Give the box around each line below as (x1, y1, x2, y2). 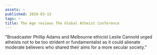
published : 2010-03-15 (5, 12, 52, 17)
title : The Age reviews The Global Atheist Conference (5, 20, 120, 26)
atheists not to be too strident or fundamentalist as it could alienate (5, 39, 141, 45)
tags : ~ (5, 16, 21, 21)
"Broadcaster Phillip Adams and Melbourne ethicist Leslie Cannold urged (5, 34, 153, 40)
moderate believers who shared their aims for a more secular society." (5, 44, 147, 50)
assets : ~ (5, 7, 26, 12)
